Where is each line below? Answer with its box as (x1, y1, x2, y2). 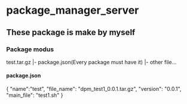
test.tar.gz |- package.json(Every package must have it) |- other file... (6, 58, 177, 65)
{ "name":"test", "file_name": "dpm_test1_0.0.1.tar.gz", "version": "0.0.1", (6, 86, 182, 93)
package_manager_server (6, 4, 139, 17)
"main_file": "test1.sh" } (6, 92, 64, 99)
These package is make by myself (6, 27, 136, 37)
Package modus (6, 45, 54, 53)
